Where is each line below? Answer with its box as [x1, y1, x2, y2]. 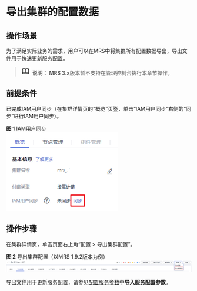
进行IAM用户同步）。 [14, 113, 62, 120]
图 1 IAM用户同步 [6, 125, 47, 132]
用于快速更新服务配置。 [11, 55, 68, 62]
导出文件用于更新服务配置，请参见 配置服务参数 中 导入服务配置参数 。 [6, 279, 171, 286]
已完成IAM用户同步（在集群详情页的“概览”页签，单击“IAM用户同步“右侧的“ [6, 105, 186, 112]
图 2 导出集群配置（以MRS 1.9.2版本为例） [6, 253, 109, 260]
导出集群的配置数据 [6, 5, 99, 19]
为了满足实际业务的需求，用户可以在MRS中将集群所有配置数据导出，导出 [6, 48, 182, 54]
